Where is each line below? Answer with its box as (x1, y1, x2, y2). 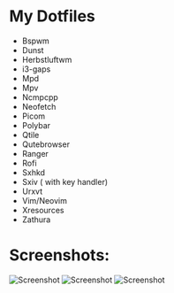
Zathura (21, 214, 51, 225)
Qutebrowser (21, 139, 71, 150)
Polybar (21, 120, 51, 130)
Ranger (21, 148, 49, 158)
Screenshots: (9, 245, 110, 266)
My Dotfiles (9, 6, 95, 27)
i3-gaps (21, 64, 51, 74)
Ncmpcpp (21, 91, 59, 103)
